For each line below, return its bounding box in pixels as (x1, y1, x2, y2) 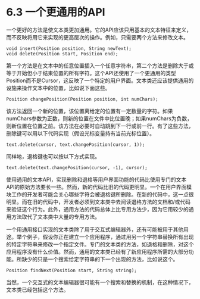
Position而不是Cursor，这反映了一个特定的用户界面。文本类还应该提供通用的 (6, 77, 194, 84)
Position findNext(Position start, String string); (6, 267, 137, 273)
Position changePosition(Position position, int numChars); (6, 96, 159, 102)
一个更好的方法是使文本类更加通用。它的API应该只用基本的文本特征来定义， (6, 26, 192, 33)
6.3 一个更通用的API (6, 5, 105, 19)
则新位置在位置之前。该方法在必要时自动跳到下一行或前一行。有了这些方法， (6, 122, 194, 129)
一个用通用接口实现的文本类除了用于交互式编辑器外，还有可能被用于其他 (6, 226, 183, 233)
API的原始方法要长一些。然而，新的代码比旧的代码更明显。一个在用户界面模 (6, 183, 192, 191)
